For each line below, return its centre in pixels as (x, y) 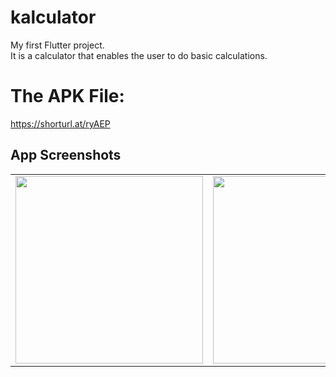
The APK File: (67, 96)
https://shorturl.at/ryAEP (60, 123)
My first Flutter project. (57, 45)
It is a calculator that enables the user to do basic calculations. (139, 55)
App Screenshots (66, 155)
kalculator (53, 17)
